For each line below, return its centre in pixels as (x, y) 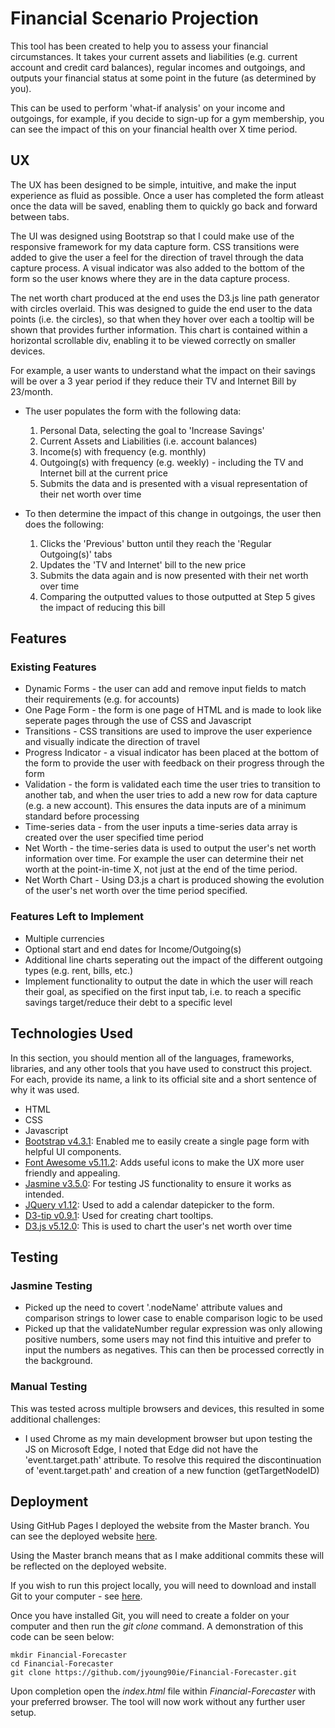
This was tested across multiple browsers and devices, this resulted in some (167, 1408)
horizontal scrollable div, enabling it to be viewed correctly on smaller (153, 340)
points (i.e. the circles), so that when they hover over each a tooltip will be (162, 319)
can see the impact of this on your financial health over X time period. (154, 129)
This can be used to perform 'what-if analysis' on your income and (147, 108)
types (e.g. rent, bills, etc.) (79, 970)
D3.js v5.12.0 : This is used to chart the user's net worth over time (158, 1226)
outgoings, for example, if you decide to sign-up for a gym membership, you (167, 118)
